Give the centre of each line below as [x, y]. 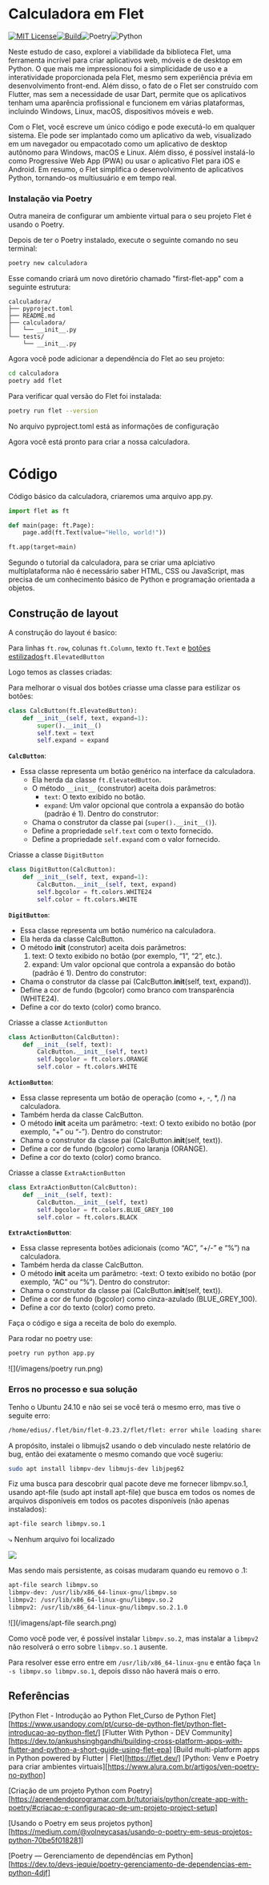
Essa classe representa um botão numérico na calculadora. [118, 930]
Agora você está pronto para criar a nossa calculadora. [99, 441]
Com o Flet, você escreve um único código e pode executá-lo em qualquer [132, 127]
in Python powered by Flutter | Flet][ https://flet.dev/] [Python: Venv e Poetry [134, 1758]
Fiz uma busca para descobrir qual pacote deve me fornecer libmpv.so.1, [128, 1484]
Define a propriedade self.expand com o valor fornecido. [126, 840]
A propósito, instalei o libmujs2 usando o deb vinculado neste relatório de [129, 1445]
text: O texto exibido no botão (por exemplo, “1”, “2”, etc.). [127, 956]
